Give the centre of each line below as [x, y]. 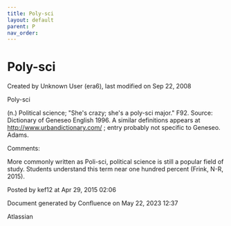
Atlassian [20, 217]
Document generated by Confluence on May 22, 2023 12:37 [93, 203]
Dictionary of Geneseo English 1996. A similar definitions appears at [104, 120]
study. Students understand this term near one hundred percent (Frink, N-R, [115, 169]
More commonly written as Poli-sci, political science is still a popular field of [115, 162]
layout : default [30, 20]
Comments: [24, 149]
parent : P [21, 26]
